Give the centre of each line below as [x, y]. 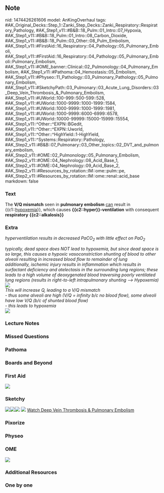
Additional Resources [31, 472]
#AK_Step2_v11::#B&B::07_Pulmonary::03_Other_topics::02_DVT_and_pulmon [82, 144]
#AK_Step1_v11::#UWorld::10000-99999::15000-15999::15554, [67, 118]
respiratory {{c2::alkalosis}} [35, 215]
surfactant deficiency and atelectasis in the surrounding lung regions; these [82, 270]
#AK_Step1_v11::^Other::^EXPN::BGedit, [44, 124]
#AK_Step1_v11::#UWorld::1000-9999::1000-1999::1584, [61, 103]
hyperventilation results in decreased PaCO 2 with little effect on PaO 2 [75, 239]
